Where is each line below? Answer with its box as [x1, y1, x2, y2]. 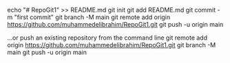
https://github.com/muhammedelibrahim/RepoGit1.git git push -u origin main [7, 21, 224, 28]
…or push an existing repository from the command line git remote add [7, 34, 208, 42]
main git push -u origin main [7, 48, 87, 56]
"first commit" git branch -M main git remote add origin [14, 13, 171, 21]
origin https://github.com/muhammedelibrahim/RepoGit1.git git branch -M [7, 41, 216, 49]
